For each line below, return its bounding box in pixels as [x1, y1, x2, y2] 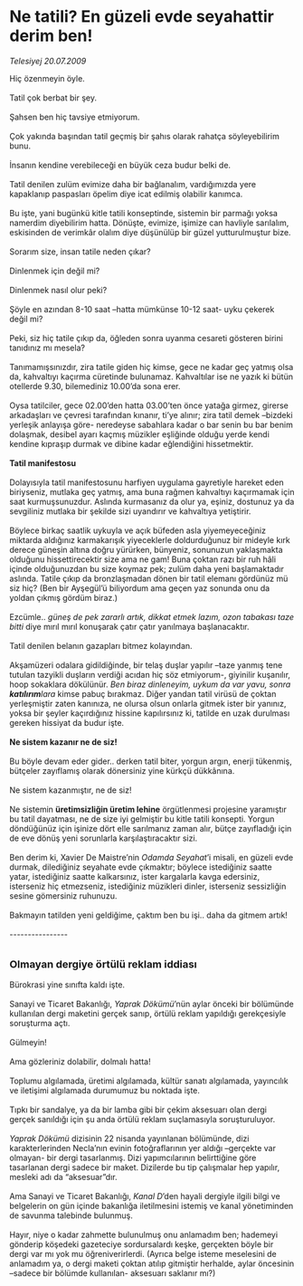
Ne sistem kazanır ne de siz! [9, 736, 118, 748]
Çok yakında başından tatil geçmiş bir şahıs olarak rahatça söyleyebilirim [9, 130, 280, 141]
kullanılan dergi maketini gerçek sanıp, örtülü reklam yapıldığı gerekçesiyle [9, 1007, 287, 1019]
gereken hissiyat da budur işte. [9, 717, 125, 728]
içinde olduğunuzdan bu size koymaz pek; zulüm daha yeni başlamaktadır [9, 563, 285, 574]
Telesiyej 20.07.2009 [9, 55, 87, 66]
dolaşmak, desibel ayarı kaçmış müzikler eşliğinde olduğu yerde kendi [9, 428, 270, 440]
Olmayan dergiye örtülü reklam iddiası [9, 957, 197, 970]
